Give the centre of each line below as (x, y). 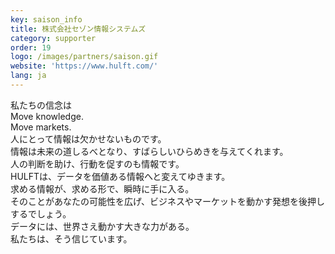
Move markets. (41, 127)
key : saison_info (46, 19)
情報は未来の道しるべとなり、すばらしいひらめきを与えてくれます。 (149, 151)
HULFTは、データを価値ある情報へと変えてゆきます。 (120, 176)
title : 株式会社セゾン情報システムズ (78, 29)
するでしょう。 (41, 213)
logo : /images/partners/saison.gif (84, 57)
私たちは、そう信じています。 (71, 238)
